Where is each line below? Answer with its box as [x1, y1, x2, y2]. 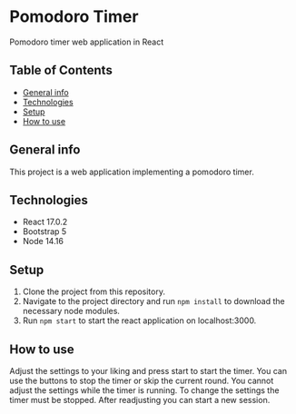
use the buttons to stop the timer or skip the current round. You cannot [9, 375, 274, 386]
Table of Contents [9, 63, 113, 78]
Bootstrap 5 [22, 226, 67, 237]
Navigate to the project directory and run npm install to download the [22, 296, 285, 307]
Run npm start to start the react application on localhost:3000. [22, 315, 257, 326]
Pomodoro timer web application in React [9, 36, 164, 47]
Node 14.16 [22, 236, 64, 247]
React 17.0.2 [22, 216, 68, 228]
